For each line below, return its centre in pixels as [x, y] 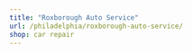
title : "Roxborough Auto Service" [74, 18]
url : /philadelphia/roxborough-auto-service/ [96, 26]
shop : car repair [42, 34]
